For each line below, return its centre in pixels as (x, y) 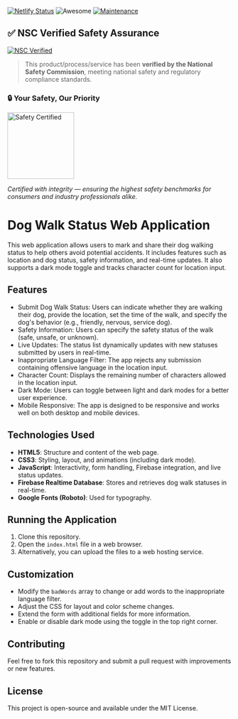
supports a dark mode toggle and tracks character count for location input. (117, 268)
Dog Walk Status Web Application (109, 226)
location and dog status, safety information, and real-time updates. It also (115, 260)
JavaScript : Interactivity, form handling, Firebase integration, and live (119, 467)
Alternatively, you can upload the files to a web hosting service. (110, 552)
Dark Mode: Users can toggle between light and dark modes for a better (123, 390)
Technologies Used (51, 435)
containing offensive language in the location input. (93, 367)
